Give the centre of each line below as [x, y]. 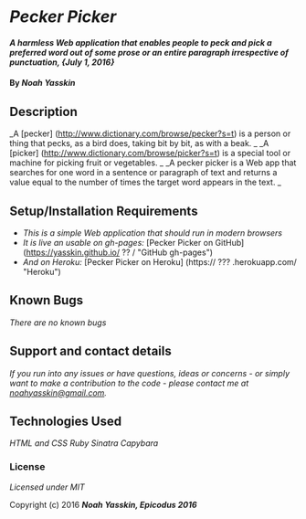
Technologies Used [65, 422]
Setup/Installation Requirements [104, 211]
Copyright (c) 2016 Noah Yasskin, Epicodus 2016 [104, 504]
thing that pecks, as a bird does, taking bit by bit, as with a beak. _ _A [139, 143]
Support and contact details [90, 351]
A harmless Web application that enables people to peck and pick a [141, 42]
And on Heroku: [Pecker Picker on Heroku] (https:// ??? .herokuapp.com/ [159, 262]
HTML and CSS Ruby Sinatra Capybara [84, 443]
